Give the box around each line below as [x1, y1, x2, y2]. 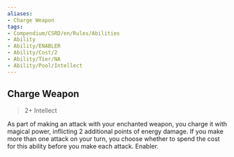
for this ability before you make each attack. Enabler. [7, 142, 159, 151]
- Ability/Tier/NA [7, 56, 61, 63]
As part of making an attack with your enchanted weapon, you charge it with [7, 120, 228, 128]
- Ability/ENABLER [7, 43, 61, 50]
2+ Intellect [24, 106, 57, 115]
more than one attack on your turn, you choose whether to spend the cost [7, 135, 220, 143]
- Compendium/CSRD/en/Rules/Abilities [7, 29, 120, 37]
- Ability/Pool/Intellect [7, 62, 82, 69]
